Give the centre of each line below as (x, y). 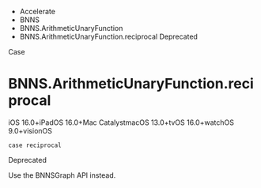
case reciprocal (35, 145)
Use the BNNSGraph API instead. (62, 175)
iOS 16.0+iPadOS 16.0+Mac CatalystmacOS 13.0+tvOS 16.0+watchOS (121, 122)
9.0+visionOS (30, 130)
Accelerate (37, 11)
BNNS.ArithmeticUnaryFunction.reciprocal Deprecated (108, 36)
